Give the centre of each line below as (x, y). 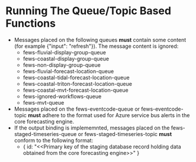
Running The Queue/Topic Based (89, 11)
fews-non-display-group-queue (62, 65)
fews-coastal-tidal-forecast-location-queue (76, 77)
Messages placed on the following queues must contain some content (100, 40)
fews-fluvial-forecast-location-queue (68, 71)
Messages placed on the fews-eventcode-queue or (77, 109)
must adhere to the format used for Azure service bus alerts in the (109, 115)
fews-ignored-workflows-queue (62, 96)
